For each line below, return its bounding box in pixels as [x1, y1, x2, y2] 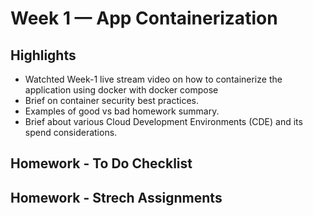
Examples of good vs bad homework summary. [24, 105, 220, 117]
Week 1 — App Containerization [10, 7, 278, 30]
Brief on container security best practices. [24, 95, 200, 106]
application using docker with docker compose [24, 84, 219, 96]
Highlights [10, 47, 77, 64]
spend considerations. [24, 127, 118, 138]
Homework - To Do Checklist [10, 155, 193, 172]
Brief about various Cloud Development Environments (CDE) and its [24, 116, 303, 127]
